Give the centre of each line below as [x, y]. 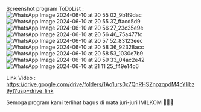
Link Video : [21, 78]
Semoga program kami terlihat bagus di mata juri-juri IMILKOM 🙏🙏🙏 [90, 102]
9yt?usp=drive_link [30, 91]
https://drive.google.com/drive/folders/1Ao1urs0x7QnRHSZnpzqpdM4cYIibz [101, 84]
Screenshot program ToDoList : [45, 9]
